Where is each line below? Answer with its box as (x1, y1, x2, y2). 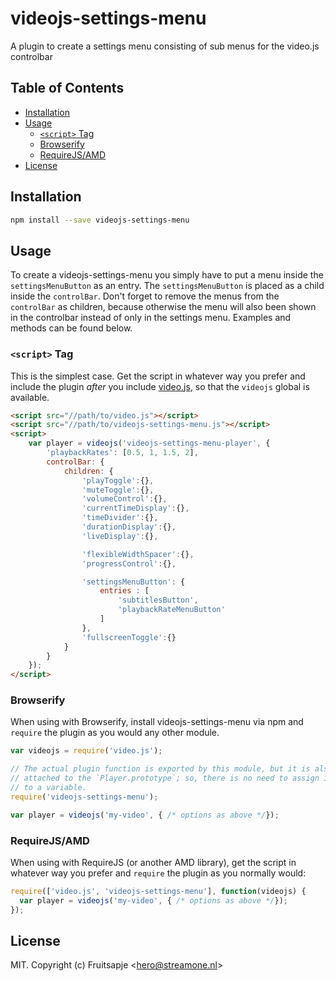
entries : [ (99, 586, 150, 596)
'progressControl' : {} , (81, 558, 177, 569)
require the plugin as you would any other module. (10, 727, 220, 739)
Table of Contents (10, 80, 125, 97)
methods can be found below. (10, 322, 133, 334)
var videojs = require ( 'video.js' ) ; (10, 746, 163, 756)
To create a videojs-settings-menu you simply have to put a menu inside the (10, 269, 324, 281)
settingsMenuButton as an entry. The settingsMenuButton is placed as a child (10, 280, 325, 292)
